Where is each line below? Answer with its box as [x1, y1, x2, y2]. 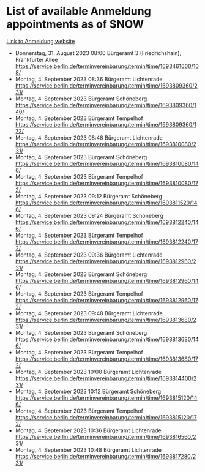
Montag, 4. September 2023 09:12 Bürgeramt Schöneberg [15, 192, 163, 200]
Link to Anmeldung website [6, 37, 75, 45]
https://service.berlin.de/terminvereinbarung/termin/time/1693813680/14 [15, 335, 199, 343]
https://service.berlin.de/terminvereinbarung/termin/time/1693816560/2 [15, 433, 197, 440]
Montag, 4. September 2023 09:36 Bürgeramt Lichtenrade [15, 251, 163, 258]
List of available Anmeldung [6, 4, 151, 18]
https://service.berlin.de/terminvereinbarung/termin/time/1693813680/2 [15, 316, 197, 323]
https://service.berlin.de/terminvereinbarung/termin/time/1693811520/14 [15, 199, 198, 206]
